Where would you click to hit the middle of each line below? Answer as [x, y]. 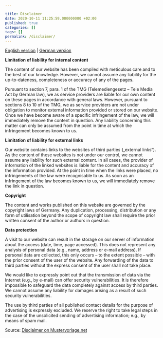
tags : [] [14, 32]
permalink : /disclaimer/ [30, 37]
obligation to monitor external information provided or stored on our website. [82, 110]
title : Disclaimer [24, 14]
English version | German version [38, 50]
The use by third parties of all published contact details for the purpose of [79, 305]
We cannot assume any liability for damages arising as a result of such [76, 290]
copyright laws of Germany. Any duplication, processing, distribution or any [81, 210]
